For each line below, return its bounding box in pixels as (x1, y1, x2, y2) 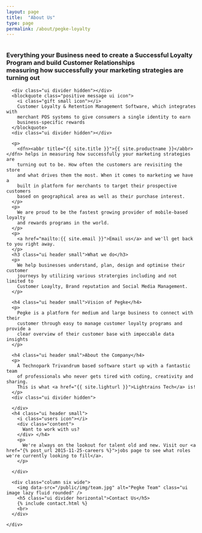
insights (6, 336, 28, 342)
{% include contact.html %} (17, 500, 88, 506)
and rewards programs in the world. (17, 220, 110, 226)
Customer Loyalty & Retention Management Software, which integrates (17, 103, 197, 110)
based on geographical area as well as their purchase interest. (17, 193, 186, 200)
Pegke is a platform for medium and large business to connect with (17, 310, 194, 316)
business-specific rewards (17, 119, 85, 125)
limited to (6, 278, 34, 284)
